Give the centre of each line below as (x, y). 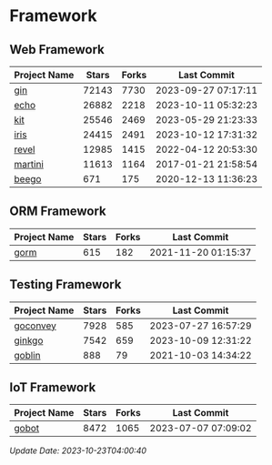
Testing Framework (65, 284)
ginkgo (29, 340)
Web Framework (57, 50)
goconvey (35, 326)
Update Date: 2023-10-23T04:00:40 (78, 450)
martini (29, 164)
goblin (27, 355)
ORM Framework (58, 212)
